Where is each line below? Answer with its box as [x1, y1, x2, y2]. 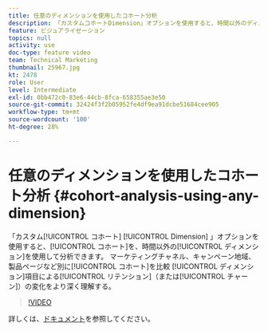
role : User [8, 78, 45, 86]
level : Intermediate [8, 85, 77, 94]
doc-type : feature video [8, 49, 91, 57]
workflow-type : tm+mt [8, 108, 81, 116]
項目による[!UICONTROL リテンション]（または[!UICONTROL [25, 271, 226, 281]
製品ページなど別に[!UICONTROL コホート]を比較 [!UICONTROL [8, 261, 218, 271]
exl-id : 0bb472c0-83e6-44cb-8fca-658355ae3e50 [8, 93, 166, 101]
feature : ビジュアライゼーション [8, 26, 105, 34]
